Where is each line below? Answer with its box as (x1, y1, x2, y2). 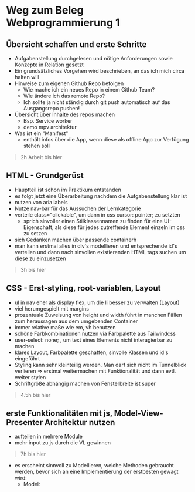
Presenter (6, 417, 43, 427)
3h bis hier (20, 266, 47, 273)
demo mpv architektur (23, 124, 77, 130)
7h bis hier (20, 450, 46, 458)
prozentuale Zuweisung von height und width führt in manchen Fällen (14, 311, 183, 318)
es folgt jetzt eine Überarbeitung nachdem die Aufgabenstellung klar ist (14, 192, 187, 200)
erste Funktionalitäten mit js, (6, 409, 113, 419)
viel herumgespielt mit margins (14, 305, 90, 312)
